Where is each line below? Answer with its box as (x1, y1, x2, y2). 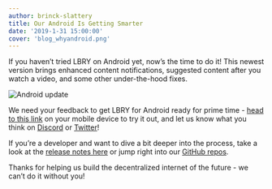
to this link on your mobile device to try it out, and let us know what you (8, 114, 248, 124)
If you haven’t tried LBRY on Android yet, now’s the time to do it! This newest (8, 57, 265, 67)
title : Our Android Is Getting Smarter (8, 19, 144, 28)
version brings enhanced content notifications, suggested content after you (8, 66, 261, 75)
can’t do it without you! (8, 171, 85, 181)
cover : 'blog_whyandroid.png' (8, 34, 111, 43)
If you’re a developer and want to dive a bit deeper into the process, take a (8, 139, 258, 148)
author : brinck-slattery (8, 11, 93, 20)
